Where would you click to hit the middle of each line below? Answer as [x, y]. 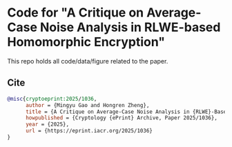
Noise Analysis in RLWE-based [130, 27]
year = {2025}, [47, 125]
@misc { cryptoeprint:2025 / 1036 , [52, 99]
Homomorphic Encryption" [86, 42]
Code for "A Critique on [76, 13]
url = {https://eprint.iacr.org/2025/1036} [89, 131]
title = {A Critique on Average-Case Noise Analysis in [107, 112]
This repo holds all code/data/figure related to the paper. [88, 61]
